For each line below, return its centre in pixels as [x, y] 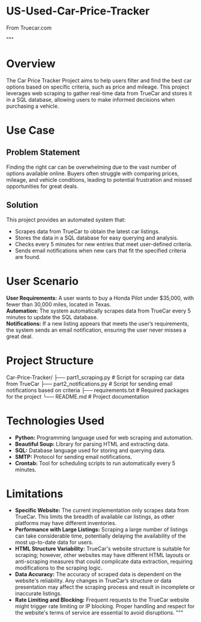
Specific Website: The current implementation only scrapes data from [102, 511]
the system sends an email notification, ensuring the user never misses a [96, 330]
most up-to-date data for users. [54, 543]
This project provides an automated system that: [66, 219]
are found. [28, 257]
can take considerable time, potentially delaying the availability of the [100, 536]
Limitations [35, 493]
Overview [31, 64]
